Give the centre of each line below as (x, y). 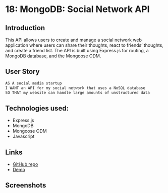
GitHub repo (25, 164)
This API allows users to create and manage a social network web (74, 40)
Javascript (23, 136)
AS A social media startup (34, 83)
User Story (22, 72)
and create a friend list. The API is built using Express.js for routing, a (77, 51)
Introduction (25, 28)
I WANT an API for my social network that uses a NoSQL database (75, 88)
